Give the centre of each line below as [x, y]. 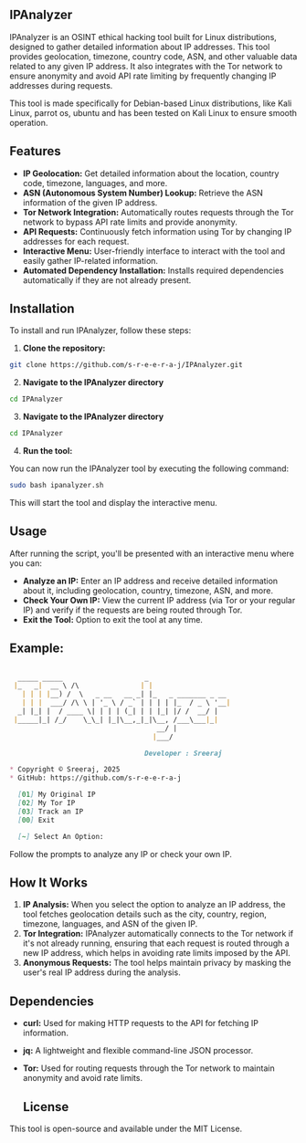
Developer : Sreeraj [184, 753]
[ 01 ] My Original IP [57, 795]
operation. [29, 122]
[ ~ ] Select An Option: [61, 836]
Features [35, 151]
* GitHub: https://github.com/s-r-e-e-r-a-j [95, 778]
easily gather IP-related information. [90, 260]
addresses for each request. [76, 241]
